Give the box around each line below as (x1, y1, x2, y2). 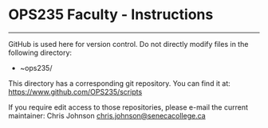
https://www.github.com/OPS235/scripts (8, 87, 143, 96)
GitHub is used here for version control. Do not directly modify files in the (8, 39, 249, 48)
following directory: (8, 48, 73, 57)
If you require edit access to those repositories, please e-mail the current (8, 102, 249, 112)
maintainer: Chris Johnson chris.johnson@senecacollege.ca (8, 111, 206, 120)
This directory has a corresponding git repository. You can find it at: (8, 78, 231, 88)
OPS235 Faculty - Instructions (8, 6, 214, 24)
